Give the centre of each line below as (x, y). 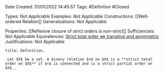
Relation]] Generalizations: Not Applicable (64, 21)
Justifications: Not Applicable (35, 41)
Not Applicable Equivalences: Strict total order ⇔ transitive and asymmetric (82, 36)
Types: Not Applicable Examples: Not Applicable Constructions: (69, 16)
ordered (13, 21)
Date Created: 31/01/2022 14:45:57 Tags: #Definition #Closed (67, 7)
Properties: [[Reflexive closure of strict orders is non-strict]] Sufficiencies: (80, 31)
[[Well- (142, 16)
